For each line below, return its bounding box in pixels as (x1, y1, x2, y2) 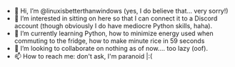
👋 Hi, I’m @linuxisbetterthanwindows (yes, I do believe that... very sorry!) (14, 7, 229, 15)
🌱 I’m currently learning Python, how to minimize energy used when (14, 29, 214, 37)
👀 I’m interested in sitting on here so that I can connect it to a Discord (14, 14, 218, 23)
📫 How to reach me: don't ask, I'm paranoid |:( (14, 52, 153, 60)
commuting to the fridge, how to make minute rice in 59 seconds (14, 37, 205, 45)
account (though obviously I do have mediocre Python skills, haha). (14, 22, 213, 30)
